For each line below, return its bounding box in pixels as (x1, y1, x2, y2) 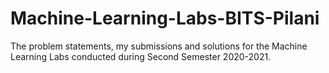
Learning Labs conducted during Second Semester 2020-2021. (10, 50, 272, 62)
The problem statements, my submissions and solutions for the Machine (10, 40, 308, 52)
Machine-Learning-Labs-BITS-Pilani (10, 7, 320, 30)
